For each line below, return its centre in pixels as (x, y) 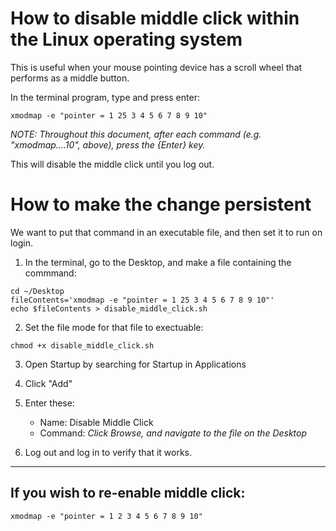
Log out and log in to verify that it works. (108, 452)
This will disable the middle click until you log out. (112, 164)
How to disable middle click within (155, 18)
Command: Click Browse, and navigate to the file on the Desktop (173, 433)
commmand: (50, 273)
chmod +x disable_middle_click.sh (82, 345)
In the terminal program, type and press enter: (105, 97)
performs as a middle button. (70, 78)
